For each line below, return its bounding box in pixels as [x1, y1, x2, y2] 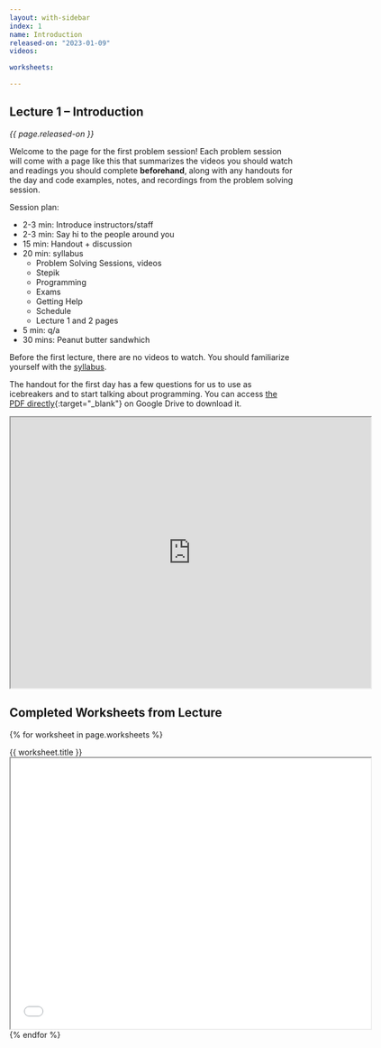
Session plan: [9, 201, 60, 212]
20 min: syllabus [22, 247, 84, 258]
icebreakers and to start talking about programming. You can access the [9, 388, 277, 399]
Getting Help [35, 295, 84, 307]
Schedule [35, 305, 72, 316]
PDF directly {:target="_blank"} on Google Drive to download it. [9, 398, 242, 409]
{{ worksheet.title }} [9, 747, 83, 757]
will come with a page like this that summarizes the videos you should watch [9, 155, 294, 166]
